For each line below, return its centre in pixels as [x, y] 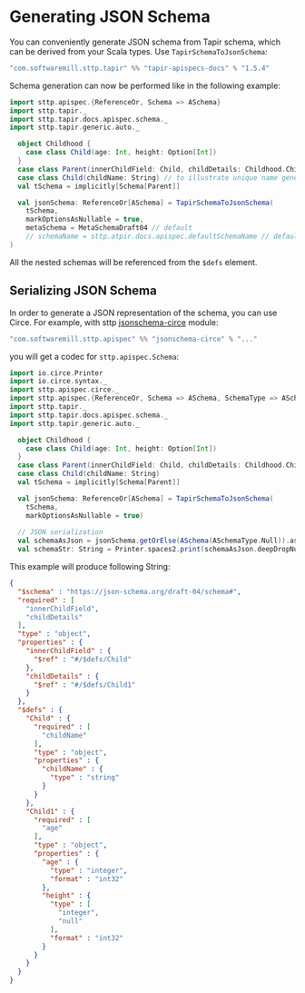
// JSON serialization [60, 532]
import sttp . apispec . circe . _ [64, 390]
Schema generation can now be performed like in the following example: [145, 85]
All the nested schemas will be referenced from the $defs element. [133, 262]
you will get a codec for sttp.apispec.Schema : [94, 356]
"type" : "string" [84, 778]
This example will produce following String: [90, 566]
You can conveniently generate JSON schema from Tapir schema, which [145, 42]
